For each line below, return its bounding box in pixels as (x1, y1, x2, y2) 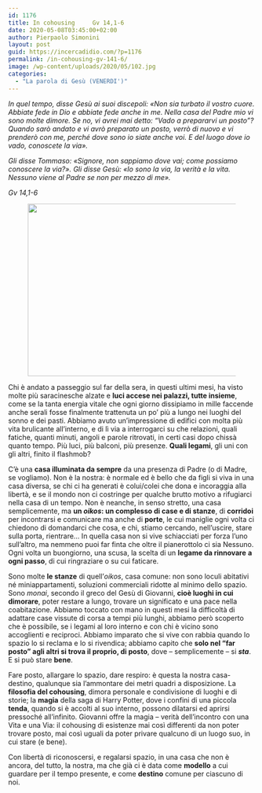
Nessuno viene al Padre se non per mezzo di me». (8, 172, 171, 182)
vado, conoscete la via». (8, 141, 89, 150)
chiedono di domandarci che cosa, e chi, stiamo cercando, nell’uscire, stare (8, 523, 253, 532)
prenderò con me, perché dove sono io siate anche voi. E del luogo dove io (8, 132, 251, 141)
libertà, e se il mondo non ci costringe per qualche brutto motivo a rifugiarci (8, 489, 253, 499)
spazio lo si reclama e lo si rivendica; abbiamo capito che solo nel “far (8, 638, 235, 648)
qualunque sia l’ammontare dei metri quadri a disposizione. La (35, 678, 237, 688)
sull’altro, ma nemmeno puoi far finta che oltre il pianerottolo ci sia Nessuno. (8, 539, 254, 549)
